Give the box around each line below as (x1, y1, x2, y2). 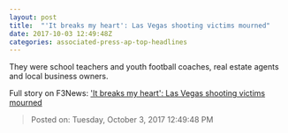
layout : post (9, 12, 57, 22)
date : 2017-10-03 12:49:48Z (9, 29, 113, 38)
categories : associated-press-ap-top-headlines (9, 37, 188, 47)
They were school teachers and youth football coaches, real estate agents (9, 62, 280, 72)
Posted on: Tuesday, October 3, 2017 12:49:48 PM (30, 115, 214, 125)
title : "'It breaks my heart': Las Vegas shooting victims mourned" (9, 21, 271, 30)
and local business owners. (9, 71, 109, 82)
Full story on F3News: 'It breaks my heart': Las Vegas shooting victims (9, 88, 266, 99)
